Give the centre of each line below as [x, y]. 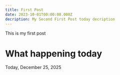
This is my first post [25, 33]
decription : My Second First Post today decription [60, 19]
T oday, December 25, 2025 [33, 67]
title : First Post [24, 10]
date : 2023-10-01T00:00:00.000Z [39, 14]
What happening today [54, 53]
